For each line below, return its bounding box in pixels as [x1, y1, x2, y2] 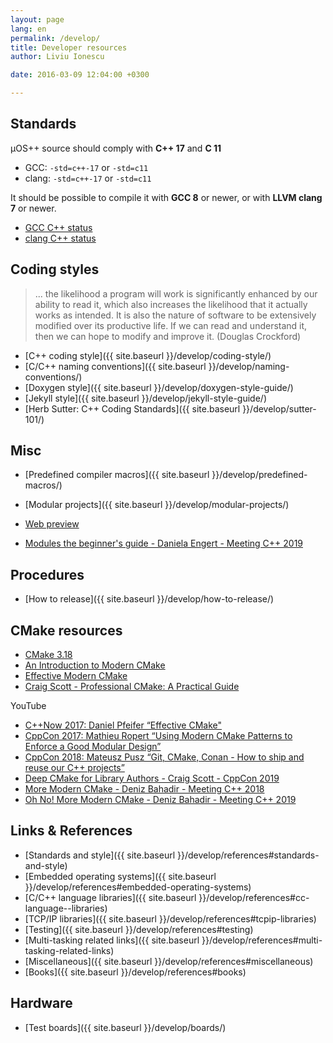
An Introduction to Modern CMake [24, 659, 166, 671]
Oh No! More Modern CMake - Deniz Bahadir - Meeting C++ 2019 [24, 794, 297, 806]
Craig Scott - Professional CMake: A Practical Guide [24, 681, 240, 693]
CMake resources [10, 622, 123, 639]
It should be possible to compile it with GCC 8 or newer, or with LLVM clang [10, 191, 323, 203]
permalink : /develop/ [10, 33, 101, 43]
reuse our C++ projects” [24, 762, 125, 774]
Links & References [10, 822, 133, 840]
